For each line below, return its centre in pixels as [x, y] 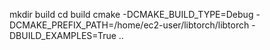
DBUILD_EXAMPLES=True [63, 35]
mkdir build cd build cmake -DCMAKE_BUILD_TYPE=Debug [131, 14]
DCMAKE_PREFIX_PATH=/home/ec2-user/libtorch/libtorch [129, 25]
